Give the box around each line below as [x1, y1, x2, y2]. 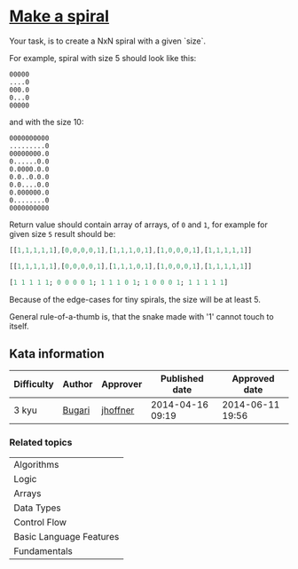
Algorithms [13, 458, 59, 470]
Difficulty [13, 378, 55, 391]
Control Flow [13, 516, 67, 528]
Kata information [9, 346, 105, 361]
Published [160, 373, 204, 385]
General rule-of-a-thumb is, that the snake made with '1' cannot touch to [9, 311, 274, 321]
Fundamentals [13, 544, 74, 557]
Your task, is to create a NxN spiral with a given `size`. [9, 36, 207, 46]
